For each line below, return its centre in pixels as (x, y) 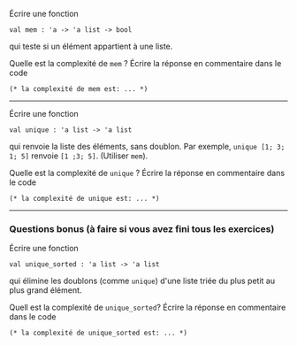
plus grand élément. (46, 290)
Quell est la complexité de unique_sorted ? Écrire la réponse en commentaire (148, 308)
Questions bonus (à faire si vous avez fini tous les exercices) (142, 228)
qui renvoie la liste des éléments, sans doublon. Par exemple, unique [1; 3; (147, 146)
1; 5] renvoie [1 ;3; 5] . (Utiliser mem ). (79, 156)
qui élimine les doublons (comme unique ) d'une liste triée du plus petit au (142, 281)
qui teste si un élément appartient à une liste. (91, 46)
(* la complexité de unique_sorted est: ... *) (99, 333)
